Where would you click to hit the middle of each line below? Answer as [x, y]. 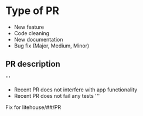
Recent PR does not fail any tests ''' [57, 95]
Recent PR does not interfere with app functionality [76, 90]
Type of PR [33, 11]
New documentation [38, 39]
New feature [29, 27]
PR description [33, 64]
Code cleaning [32, 33]
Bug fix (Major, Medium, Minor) [52, 46]
